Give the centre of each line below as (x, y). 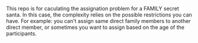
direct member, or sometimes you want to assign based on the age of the (95, 27)
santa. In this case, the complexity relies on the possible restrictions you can (99, 15)
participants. (22, 34)
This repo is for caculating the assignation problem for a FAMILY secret (92, 9)
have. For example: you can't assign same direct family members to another (98, 21)
